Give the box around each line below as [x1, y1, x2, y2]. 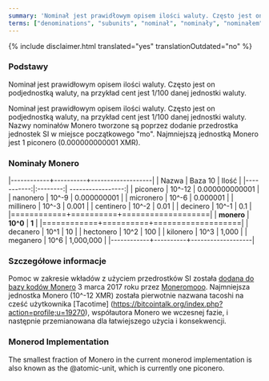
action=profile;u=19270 [8, 308, 86, 318]
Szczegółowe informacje [8, 256, 106, 267]
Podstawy [8, 61, 49, 72]
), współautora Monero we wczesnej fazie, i [85, 308, 228, 318]
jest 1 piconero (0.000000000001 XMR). [8, 137, 141, 147]
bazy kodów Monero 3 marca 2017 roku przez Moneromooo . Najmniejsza [8, 282, 251, 292]
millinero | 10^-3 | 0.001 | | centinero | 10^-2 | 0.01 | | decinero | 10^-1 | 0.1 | [8, 201, 252, 211]
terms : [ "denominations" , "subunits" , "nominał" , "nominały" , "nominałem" [8, 19, 263, 27]
